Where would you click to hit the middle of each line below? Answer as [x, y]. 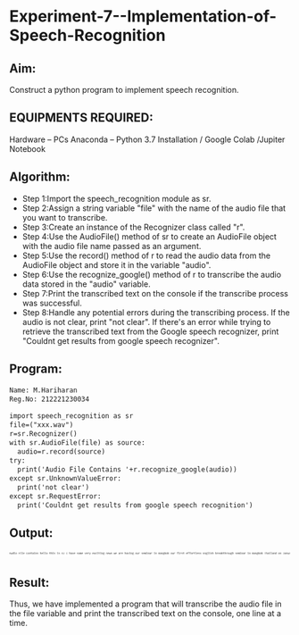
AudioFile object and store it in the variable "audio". [116, 264]
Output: [31, 533]
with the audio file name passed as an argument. [112, 246]
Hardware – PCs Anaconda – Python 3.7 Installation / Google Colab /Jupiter [147, 139]
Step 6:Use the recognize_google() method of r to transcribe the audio [152, 274]
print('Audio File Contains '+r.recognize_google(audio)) [128, 470]
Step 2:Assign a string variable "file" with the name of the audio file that [154, 208]
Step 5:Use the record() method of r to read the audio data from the [146, 255]
